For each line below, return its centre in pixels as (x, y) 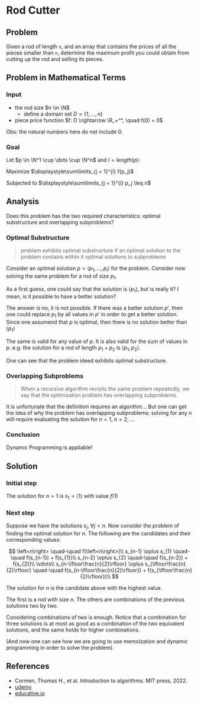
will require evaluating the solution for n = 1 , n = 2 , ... (70, 420)
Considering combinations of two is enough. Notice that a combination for (96, 617)
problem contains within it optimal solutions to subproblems (93, 257)
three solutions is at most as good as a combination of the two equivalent (95, 624)
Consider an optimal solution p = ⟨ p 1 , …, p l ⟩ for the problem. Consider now (96, 269)
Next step (20, 513)
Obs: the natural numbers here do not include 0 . (64, 132)
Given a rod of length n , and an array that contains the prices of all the (91, 46)
